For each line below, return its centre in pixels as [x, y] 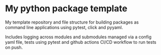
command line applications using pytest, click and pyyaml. [64, 27]
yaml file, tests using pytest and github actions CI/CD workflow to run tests [81, 42]
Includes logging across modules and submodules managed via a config [78, 37]
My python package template [66, 9]
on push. [14, 47]
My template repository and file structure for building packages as [72, 22]
